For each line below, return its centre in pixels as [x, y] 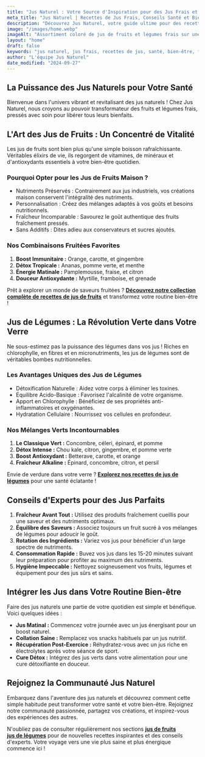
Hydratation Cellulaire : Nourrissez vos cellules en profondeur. [94, 414]
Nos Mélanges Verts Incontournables [63, 430]
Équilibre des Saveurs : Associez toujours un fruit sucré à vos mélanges [106, 527]
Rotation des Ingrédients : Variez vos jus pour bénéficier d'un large [101, 540]
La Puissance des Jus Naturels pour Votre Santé [100, 87]
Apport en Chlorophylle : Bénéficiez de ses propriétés [83, 401]
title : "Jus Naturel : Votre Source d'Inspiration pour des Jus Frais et [102, 12]
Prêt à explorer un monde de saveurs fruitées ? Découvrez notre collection [102, 290]
